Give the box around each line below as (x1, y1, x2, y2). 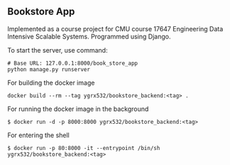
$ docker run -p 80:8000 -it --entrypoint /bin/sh (7, 144, 160, 151)
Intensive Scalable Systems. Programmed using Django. (7, 32, 171, 41)
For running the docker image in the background (7, 105, 149, 113)
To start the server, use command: (7, 46, 108, 54)
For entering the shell (7, 131, 70, 139)
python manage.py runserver (7, 65, 91, 73)
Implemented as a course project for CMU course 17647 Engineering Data (7, 24, 224, 33)
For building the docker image (7, 78, 95, 87)
